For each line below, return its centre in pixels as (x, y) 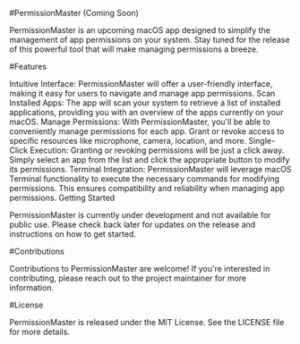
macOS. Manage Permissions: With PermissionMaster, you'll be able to (140, 122)
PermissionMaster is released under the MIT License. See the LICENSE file (147, 322)
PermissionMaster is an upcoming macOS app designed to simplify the (140, 30)
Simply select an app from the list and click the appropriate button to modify (150, 159)
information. (32, 288)
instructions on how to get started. (73, 234)
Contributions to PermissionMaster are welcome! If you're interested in (140, 268)
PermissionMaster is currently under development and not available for (140, 215)
